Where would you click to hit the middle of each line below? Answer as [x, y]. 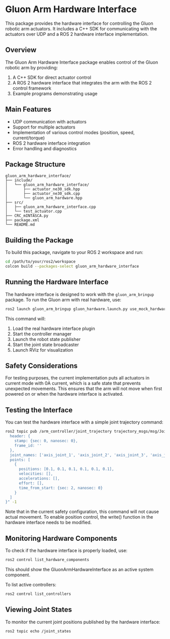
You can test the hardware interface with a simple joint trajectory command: [84, 422]
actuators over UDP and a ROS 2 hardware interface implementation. [77, 34]
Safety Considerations [41, 366]
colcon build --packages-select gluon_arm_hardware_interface [72, 267]
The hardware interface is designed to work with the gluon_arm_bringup [80, 294]
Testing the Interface [39, 410]
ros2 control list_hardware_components [47, 560]
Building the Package [39, 240]
